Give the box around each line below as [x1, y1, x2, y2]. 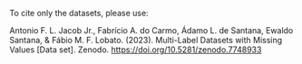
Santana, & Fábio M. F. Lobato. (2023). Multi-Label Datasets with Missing [9, 35, 283, 45]
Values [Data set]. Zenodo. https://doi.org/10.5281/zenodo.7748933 [9, 44, 262, 55]
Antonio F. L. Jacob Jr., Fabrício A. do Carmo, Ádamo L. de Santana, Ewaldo [9, 25, 294, 35]
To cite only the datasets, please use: [9, 8, 149, 18]
